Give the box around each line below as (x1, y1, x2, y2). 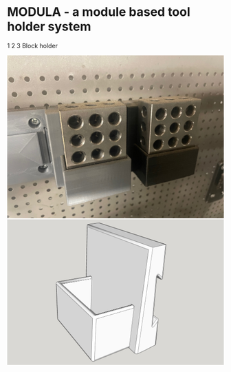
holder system (7, 19, 91, 34)
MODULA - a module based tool (7, 4, 190, 20)
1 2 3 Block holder (7, 41, 58, 50)
